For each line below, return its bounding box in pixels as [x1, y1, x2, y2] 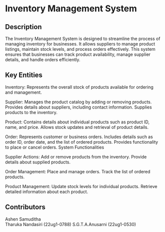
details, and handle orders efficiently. [5, 57, 80, 62]
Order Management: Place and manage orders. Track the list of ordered [5, 168, 151, 174]
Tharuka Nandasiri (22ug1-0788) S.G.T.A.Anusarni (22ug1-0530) [5, 221, 136, 227]
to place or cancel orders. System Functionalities [5, 144, 104, 150]
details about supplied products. [5, 159, 70, 165]
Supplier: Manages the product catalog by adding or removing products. [5, 99, 152, 105]
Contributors [5, 203, 46, 211]
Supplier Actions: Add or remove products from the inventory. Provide [5, 154, 147, 159]
